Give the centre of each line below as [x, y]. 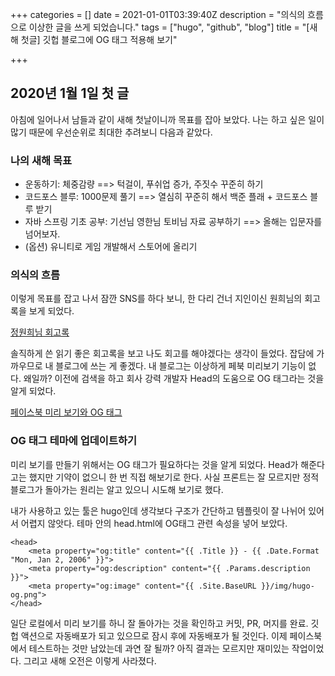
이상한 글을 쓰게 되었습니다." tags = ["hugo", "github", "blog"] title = [164, 27]
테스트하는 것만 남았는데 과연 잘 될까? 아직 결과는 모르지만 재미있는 [159, 648]
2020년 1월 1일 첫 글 [70, 93]
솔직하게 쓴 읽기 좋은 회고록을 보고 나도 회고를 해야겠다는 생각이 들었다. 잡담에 [162, 354]
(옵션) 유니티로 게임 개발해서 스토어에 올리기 [111, 247]
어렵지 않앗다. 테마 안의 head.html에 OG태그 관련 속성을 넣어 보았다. [154, 523]
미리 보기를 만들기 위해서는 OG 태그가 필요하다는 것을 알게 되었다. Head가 [154, 464]
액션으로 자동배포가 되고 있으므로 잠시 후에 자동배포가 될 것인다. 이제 [154, 635]
